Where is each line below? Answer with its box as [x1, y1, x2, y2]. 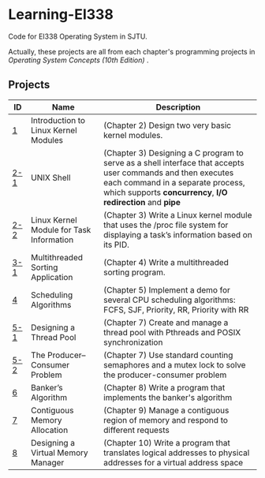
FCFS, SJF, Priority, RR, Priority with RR [103, 304, 249, 315]
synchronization [103, 337, 163, 348]
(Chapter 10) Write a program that [103, 437, 230, 448]
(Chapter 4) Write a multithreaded [103, 256, 229, 267]
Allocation [31, 424, 69, 435]
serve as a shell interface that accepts [103, 157, 244, 168]
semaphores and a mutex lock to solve [103, 359, 246, 370]
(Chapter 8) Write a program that [103, 382, 226, 393]
